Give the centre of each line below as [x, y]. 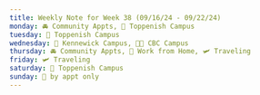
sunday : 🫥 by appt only [55, 77]
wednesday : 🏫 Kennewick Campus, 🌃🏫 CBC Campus [99, 43]
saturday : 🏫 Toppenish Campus [67, 69]
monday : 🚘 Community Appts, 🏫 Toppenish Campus [102, 26]
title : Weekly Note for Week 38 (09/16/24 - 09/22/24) [115, 18]
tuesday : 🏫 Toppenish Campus [65, 34]
